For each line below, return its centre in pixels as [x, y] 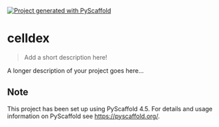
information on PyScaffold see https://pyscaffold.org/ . [84, 116]
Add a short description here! [66, 57]
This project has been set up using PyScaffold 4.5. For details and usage [110, 108]
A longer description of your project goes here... [75, 70]
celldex [29, 38]
